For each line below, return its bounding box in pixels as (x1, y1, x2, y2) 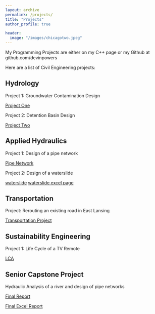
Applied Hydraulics (5, 137, 67, 145)
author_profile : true (5, 21, 51, 27)
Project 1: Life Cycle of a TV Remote (5, 246, 80, 252)
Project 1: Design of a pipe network (5, 150, 78, 156)
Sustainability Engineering (5, 232, 91, 241)
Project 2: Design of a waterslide (5, 170, 73, 176)
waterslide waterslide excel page (5, 179, 74, 185)
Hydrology (5, 79, 39, 88)
